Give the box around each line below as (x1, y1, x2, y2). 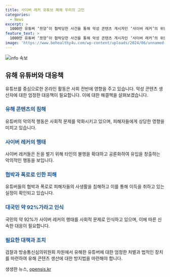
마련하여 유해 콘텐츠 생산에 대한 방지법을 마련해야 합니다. (10, 255, 123, 261)
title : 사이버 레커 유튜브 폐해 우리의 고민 (5, 7, 85, 13)
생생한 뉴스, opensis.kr (5, 266, 52, 272)
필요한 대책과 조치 (5, 236, 47, 244)
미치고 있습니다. (5, 125, 37, 131)
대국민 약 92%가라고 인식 (5, 204, 64, 211)
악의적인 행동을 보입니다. (5, 157, 54, 164)
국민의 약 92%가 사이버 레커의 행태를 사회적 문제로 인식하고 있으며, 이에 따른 (5, 216, 157, 222)
